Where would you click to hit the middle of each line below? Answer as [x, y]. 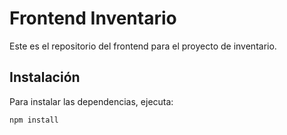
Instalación [45, 77]
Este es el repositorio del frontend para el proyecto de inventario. [143, 46]
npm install [34, 120]
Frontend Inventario [93, 18]
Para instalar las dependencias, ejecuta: [91, 101]
